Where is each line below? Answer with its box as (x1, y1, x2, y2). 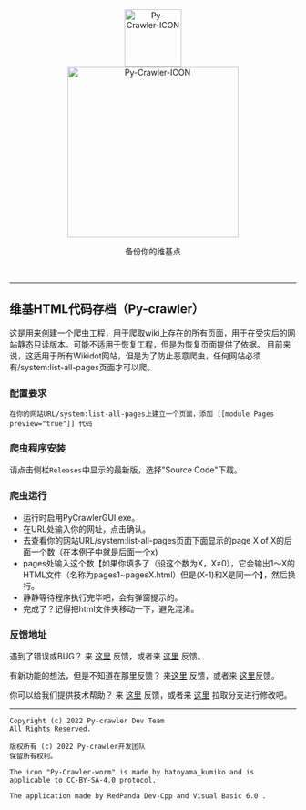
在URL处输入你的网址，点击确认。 (22, 524, 151, 535)
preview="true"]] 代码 (9, 420, 93, 429)
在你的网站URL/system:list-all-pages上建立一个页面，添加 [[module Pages (9, 410, 275, 419)
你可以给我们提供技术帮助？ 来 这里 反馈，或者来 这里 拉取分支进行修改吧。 (9, 690, 292, 701)
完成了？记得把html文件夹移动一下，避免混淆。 (22, 603, 199, 614)
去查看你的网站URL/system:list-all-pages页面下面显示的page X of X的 (22, 535, 285, 545)
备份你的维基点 (125, 246, 181, 256)
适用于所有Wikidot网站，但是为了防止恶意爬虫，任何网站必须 (33, 350, 261, 361)
